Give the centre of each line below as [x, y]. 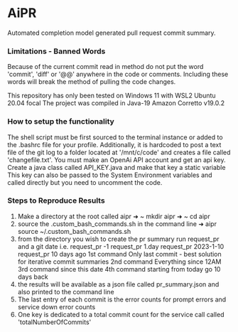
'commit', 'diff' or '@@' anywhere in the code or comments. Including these [118, 74]
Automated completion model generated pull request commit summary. [112, 33]
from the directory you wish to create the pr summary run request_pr [118, 239]
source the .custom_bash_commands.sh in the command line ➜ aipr [117, 224]
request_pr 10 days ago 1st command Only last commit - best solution [119, 254]
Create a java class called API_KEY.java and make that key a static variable [117, 167]
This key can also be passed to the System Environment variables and [110, 175]
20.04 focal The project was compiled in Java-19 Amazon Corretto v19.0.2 [116, 103]
